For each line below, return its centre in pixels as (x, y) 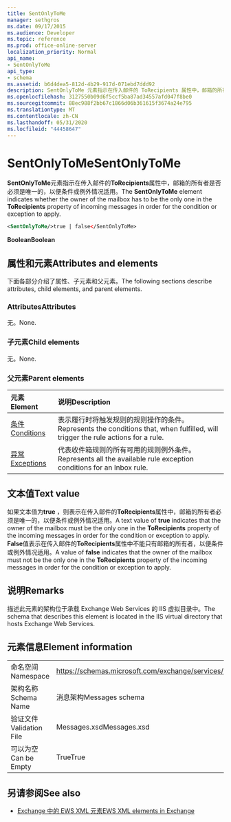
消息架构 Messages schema (100, 697)
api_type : (21, 71)
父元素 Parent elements (46, 378)
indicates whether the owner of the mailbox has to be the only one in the (110, 199)
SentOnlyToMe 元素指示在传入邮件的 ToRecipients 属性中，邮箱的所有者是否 (114, 183)
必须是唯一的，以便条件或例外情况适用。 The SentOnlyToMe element (105, 192)
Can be (22, 758)
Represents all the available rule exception (125, 459)
